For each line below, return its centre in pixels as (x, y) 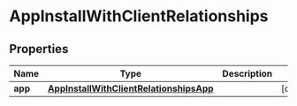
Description (247, 74)
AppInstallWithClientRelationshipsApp (130, 88)
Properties (39, 49)
